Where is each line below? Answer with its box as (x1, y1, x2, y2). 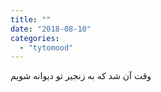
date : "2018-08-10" (10, 24, 92, 34)
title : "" (10, 14, 52, 25)
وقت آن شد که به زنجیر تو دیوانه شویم (10, 70, 152, 82)
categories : (10, 33, 60, 43)
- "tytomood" (19, 42, 74, 53)
